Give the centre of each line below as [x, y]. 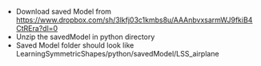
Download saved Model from [64, 12]
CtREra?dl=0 [37, 28]
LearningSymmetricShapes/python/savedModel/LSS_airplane [117, 54]
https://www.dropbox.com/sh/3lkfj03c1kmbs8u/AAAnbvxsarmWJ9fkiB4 [134, 20]
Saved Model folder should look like [75, 45]
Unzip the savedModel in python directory [85, 37]
